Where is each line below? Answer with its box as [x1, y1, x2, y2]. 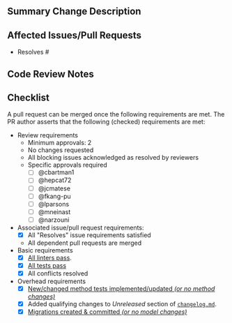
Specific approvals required [27, 160, 107, 170]
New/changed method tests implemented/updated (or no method [27, 285, 215, 293]
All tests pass [27, 261, 67, 269]
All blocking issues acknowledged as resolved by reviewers [27, 153, 199, 162]
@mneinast [38, 207, 71, 216]
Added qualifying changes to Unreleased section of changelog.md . [27, 300, 217, 308]
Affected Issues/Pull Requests [7, 29, 141, 41]
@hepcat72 [38, 176, 72, 184]
